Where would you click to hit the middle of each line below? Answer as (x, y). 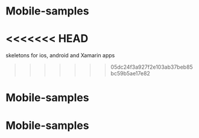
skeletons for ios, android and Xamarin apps (60, 55)
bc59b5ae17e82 (130, 74)
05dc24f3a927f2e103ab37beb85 (152, 67)
